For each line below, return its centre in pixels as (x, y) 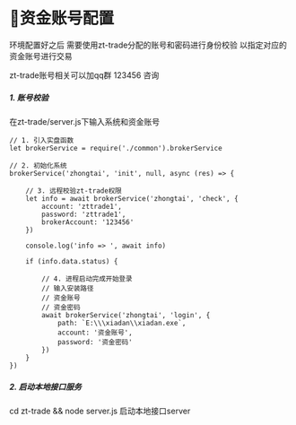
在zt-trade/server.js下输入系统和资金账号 (84, 121)
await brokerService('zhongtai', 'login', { (126, 315)
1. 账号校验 (29, 97)
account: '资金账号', (95, 333)
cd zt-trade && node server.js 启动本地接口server (100, 411)
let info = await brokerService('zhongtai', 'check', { (132, 198)
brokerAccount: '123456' (88, 222)
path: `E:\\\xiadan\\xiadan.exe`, (122, 323)
